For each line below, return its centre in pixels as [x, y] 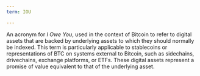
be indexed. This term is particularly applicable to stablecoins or [87, 47]
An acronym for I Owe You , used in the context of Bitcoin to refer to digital [99, 34]
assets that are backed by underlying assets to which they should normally [100, 40]
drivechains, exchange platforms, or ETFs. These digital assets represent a [100, 60]
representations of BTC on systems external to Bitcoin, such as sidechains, [100, 53]
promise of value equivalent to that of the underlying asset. [80, 66]
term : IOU [19, 12]
